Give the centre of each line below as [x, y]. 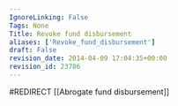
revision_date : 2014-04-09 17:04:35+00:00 [88, 58]
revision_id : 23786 [45, 67]
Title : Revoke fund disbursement [70, 34]
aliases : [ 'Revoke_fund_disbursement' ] [82, 42]
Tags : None [29, 26]
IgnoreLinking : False [49, 17]
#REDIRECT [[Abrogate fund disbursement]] [89, 91]
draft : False [33, 50]
